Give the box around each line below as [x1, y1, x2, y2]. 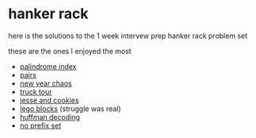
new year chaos [19, 79, 73, 88]
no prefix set [19, 121, 62, 130]
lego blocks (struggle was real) [19, 104, 121, 113]
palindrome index [19, 61, 77, 71]
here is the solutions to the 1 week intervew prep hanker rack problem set [8, 31, 248, 40]
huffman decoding [19, 112, 81, 121]
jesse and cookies [19, 95, 79, 105]
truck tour [19, 86, 52, 96]
